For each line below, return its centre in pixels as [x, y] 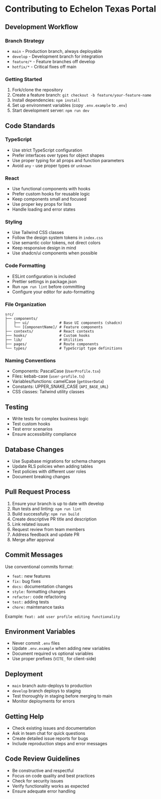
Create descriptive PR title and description [54, 519]
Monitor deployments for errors [43, 701]
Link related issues [31, 524]
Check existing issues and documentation [54, 728]
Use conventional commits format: [39, 566]
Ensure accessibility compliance [44, 434]
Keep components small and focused [49, 199]
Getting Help [24, 716]
